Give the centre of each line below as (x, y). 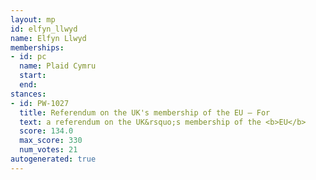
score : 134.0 (46, 131)
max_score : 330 (51, 141)
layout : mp (33, 19)
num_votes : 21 (48, 150)
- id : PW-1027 (40, 103)
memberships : (37, 47)
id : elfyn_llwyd (44, 29)
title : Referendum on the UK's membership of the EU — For (145, 112)
